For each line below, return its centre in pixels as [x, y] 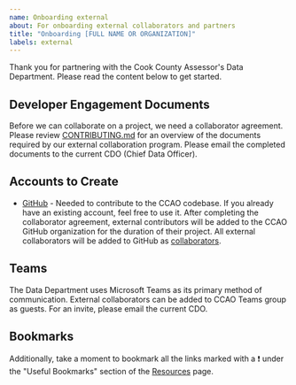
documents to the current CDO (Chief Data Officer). [103, 154]
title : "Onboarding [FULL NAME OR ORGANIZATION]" [103, 34]
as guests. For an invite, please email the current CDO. [109, 308]
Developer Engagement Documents [109, 104]
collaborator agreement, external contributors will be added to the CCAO [155, 221]
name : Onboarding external [59, 17]
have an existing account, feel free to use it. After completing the [140, 212]
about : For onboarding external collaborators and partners [123, 26]
